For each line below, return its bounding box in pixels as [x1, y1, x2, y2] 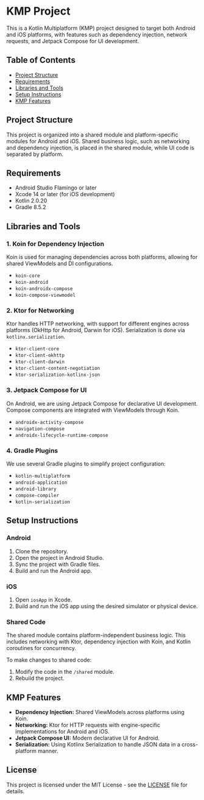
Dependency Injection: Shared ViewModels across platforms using [15, 709, 185, 716]
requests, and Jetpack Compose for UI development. [6, 37, 139, 44]
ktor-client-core [15, 346, 60, 352]
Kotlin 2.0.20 [15, 197, 47, 205]
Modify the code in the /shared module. [15, 668, 114, 676]
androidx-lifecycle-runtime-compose [15, 432, 108, 438]
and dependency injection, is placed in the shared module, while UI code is [6, 144, 195, 151]
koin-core [15, 273, 41, 279]
